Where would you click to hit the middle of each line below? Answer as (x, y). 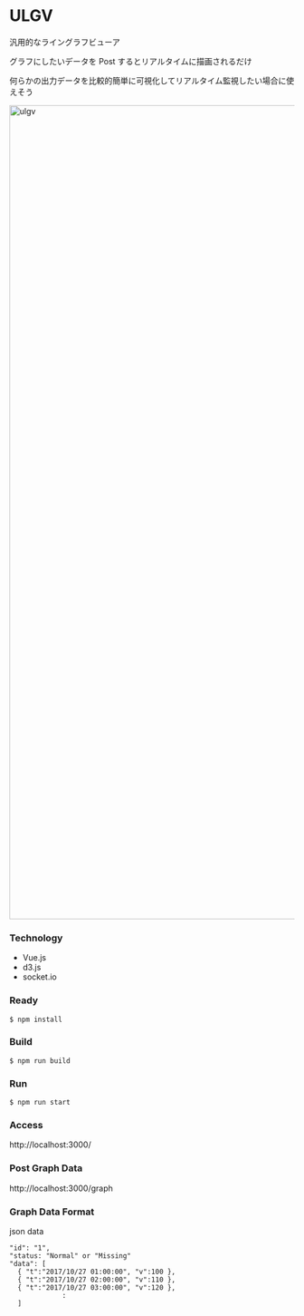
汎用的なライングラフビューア (65, 42)
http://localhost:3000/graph (61, 1188)
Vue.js (34, 958)
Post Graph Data (46, 1168)
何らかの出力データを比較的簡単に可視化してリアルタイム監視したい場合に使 (152, 80)
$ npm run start (40, 1103)
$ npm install (36, 1019)
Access (26, 1126)
